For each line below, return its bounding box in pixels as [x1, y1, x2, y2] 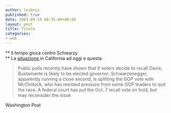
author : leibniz [5, 7, 40, 13]
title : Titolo [5, 26, 36, 32]
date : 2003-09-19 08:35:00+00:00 [5, 17, 76, 22]
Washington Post [5, 102, 41, 108]
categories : [5, 31, 31, 36]
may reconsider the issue [17, 92, 71, 98]
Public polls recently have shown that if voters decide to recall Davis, [17, 65, 162, 71]
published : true [5, 12, 40, 17]
